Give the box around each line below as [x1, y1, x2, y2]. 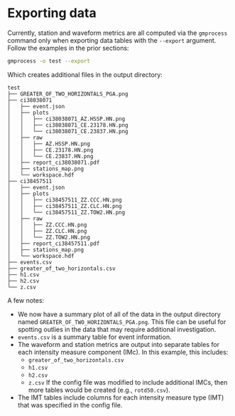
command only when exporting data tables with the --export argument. [7, 36, 217, 44]
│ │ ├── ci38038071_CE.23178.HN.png [7, 121, 129, 129]
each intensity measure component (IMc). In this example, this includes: [17, 348, 229, 356]
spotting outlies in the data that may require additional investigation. [17, 325, 217, 333]
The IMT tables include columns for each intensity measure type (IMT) [17, 393, 224, 402]
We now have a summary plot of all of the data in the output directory [17, 310, 222, 318]
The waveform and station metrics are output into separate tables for [17, 340, 220, 348]
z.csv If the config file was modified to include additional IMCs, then [28, 378, 228, 386]
